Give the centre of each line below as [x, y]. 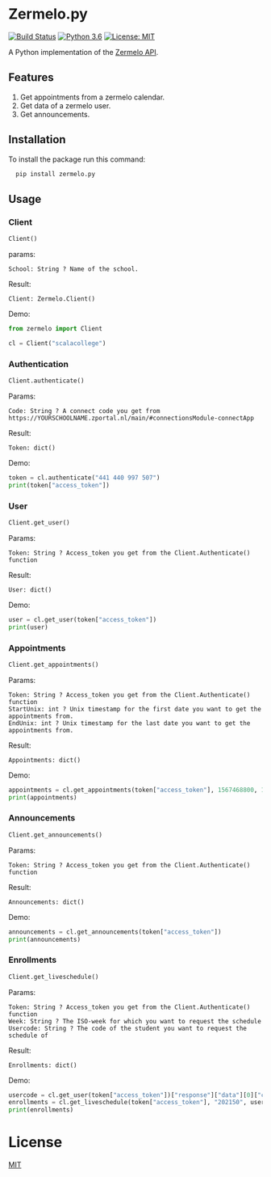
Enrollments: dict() [43, 1065]
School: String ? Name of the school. [73, 269]
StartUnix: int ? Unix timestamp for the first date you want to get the [135, 709]
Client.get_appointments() [54, 664]
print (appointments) [43, 797]
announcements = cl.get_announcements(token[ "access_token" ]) [115, 932]
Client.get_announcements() [56, 835]
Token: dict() [32, 448]
